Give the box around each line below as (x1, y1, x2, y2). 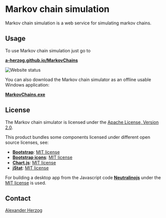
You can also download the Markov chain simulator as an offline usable (5, 76, 151, 83)
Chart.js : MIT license (12, 159, 56, 165)
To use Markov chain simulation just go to (5, 47, 91, 53)
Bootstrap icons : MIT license (12, 154, 73, 160)
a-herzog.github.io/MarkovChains (5, 57, 78, 63)
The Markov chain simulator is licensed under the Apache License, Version (5, 119, 159, 125)
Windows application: (5, 82, 50, 88)
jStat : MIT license (12, 165, 49, 171)
